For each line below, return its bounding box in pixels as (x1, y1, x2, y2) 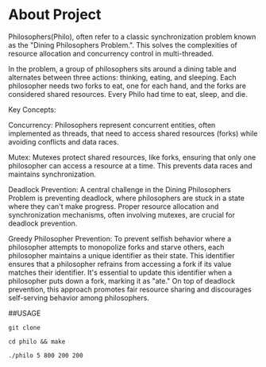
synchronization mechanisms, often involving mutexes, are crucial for (8, 210, 236, 219)
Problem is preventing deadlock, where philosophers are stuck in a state (8, 193, 245, 203)
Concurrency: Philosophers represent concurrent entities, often (8, 120, 216, 129)
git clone (8, 323, 41, 331)
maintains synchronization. (8, 169, 97, 179)
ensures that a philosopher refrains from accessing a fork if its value (8, 259, 232, 268)
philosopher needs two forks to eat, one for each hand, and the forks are (8, 81, 246, 91)
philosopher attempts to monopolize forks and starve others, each (8, 242, 225, 252)
